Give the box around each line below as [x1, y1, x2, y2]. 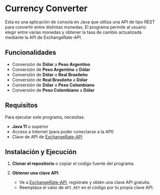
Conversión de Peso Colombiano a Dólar [12, 87, 95, 93]
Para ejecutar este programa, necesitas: [5, 114, 85, 120]
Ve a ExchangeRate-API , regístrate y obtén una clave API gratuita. [19, 179, 151, 185]
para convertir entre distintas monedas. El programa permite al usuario [5, 24, 146, 30]
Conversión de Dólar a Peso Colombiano [12, 82, 95, 88]
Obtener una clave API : [12, 170, 60, 176]
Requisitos [5, 101, 38, 110]
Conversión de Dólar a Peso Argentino [12, 61, 91, 67]
